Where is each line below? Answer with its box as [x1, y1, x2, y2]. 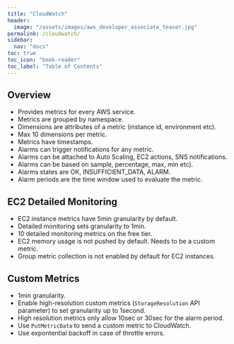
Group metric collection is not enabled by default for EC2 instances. [17, 252, 216, 261]
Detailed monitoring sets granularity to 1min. [17, 222, 146, 230]
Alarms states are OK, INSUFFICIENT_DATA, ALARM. [17, 167, 171, 177]
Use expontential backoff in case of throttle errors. [17, 329, 165, 338]
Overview [7, 89, 52, 101]
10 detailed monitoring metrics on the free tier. [17, 230, 153, 238]
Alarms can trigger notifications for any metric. [17, 146, 154, 154]
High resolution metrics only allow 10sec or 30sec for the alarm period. [17, 314, 225, 322]
